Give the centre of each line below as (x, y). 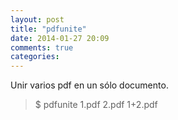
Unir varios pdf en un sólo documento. (89, 85)
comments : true (42, 47)
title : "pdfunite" (48, 29)
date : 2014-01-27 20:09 (60, 38)
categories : (35, 57)
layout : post (37, 19)
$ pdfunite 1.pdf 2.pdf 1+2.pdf (96, 105)
